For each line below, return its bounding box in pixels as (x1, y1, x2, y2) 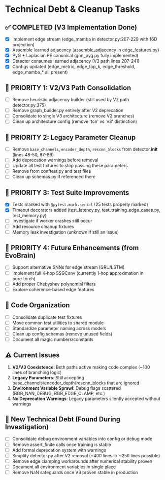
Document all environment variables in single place (12, 464, 116, 470)
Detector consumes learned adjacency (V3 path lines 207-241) (12, 58, 140, 64)
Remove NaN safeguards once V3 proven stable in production (12, 469, 138, 475)
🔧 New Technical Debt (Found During (5, 415, 121, 424)
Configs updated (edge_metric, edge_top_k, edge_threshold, (12, 64, 135, 70)
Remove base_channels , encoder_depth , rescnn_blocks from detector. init (12, 147, 158, 152)
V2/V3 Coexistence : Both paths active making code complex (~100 (12, 364, 150, 370)
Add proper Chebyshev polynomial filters (12, 281, 96, 287)
